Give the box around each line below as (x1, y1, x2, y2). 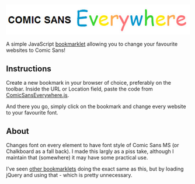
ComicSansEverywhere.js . (6, 92, 69, 99)
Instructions (6, 64, 51, 74)
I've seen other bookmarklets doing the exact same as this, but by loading (6, 165, 184, 172)
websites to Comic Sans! (6, 47, 66, 54)
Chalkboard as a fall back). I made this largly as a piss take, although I (6, 148, 174, 155)
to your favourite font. (6, 109, 58, 116)
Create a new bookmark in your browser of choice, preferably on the (6, 79, 171, 86)
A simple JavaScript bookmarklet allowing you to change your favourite (6, 40, 178, 48)
